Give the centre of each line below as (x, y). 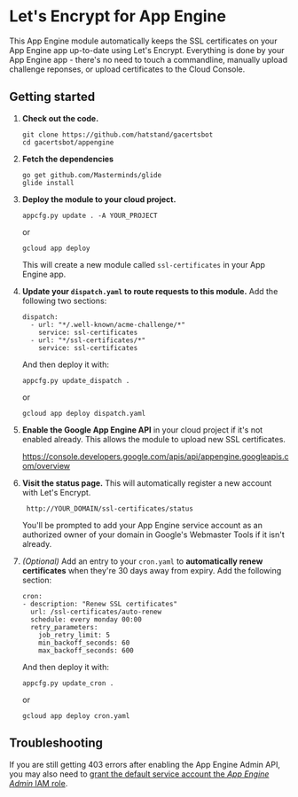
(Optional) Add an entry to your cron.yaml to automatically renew (142, 561)
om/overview (46, 465)
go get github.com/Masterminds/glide (92, 175)
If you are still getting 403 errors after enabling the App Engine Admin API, (145, 764)
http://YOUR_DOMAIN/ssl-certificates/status (110, 508)
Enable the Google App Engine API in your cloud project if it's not (142, 430)
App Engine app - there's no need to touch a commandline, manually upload (149, 59)
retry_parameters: (64, 627)
